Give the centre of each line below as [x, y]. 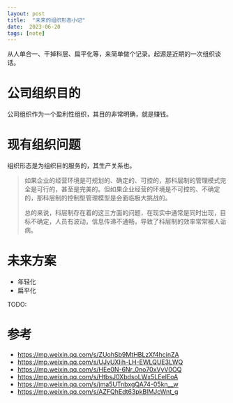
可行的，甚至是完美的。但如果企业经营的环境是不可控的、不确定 [128, 189]
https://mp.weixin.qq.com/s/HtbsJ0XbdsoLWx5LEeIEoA [98, 377]
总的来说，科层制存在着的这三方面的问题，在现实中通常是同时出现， [122, 213]
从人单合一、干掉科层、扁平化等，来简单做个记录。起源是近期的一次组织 [111, 54]
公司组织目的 [44, 93]
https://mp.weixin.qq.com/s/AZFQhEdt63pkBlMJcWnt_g [98, 391]
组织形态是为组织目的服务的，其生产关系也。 [72, 166]
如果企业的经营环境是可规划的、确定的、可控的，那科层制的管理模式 [122, 181]
